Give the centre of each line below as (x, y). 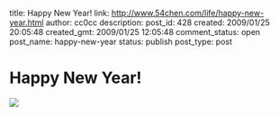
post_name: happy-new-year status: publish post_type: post (121, 41)
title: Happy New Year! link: (59, 13)
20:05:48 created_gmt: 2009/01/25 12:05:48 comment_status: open (135, 32)
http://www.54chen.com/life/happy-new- (188, 13)
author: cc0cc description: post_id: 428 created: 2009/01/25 (157, 22)
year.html (27, 22)
